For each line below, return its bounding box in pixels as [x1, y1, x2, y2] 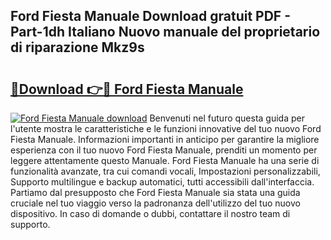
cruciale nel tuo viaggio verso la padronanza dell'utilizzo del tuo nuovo [10, 197, 301, 209]
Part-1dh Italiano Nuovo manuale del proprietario [10, 24, 321, 41]
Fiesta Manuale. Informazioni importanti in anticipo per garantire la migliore [10, 134, 320, 145]
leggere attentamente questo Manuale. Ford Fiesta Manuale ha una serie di [10, 155, 320, 166]
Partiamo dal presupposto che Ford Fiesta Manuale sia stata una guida [10, 187, 301, 198]
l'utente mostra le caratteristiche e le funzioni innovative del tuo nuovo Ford [10, 123, 322, 134]
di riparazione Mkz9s [10, 39, 145, 56]
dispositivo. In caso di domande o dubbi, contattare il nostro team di [10, 208, 291, 219]
